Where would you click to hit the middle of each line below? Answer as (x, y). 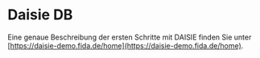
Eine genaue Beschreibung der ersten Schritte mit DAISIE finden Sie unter (130, 37)
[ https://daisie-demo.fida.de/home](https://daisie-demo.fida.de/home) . (126, 45)
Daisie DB (40, 15)
